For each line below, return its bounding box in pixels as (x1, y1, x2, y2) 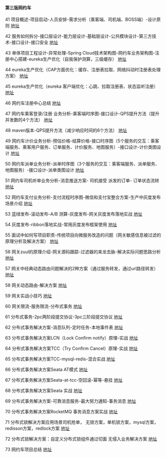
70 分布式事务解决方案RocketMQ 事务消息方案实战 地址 (5, 409, 118, 415)
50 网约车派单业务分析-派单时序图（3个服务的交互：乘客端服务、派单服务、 (5, 161, 160, 167)
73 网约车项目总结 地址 (5, 447, 52, 453)
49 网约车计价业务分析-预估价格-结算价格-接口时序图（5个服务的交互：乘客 (5, 138, 160, 144)
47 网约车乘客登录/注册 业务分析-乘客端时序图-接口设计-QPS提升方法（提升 (5, 111, 160, 116)
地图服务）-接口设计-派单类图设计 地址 (5, 167, 84, 173)
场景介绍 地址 (5, 201, 33, 207)
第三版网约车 (5, 4, 31, 10)
